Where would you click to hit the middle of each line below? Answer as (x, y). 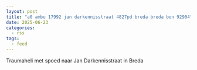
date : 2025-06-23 (27, 22)
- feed (19, 44)
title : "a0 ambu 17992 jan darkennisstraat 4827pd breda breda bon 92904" (99, 17)
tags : (13, 38)
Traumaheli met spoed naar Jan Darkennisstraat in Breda (75, 60)
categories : (21, 28)
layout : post (22, 11)
